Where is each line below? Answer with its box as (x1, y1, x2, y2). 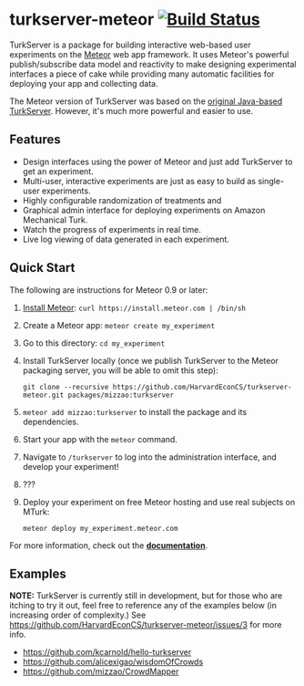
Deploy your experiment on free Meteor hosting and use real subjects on (22, 496, 296, 507)
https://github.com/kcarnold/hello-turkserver (22, 647, 192, 658)
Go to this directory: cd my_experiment (22, 338, 166, 348)
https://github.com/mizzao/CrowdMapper (22, 666, 179, 677)
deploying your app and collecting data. (9, 78, 159, 88)
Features (9, 132, 61, 148)
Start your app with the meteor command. (22, 433, 177, 444)
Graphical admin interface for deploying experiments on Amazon (22, 204, 266, 215)
